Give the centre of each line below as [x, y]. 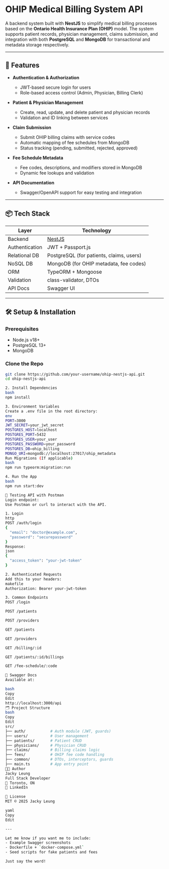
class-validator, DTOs [73, 280]
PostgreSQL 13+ [29, 345]
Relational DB [23, 255]
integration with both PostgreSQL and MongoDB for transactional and [78, 39]
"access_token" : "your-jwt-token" [46, 561]
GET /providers [21, 639]
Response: [16, 546]
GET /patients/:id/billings [35, 657]
